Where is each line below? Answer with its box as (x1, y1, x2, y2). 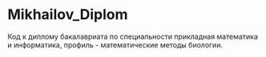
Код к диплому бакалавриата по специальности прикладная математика (7, 32, 258, 41)
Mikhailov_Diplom (7, 6, 129, 24)
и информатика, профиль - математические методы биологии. (7, 40, 224, 49)
